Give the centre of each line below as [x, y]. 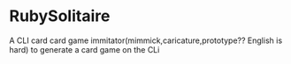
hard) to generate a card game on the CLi [84, 49]
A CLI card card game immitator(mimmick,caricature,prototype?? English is [146, 40]
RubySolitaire [60, 16]
